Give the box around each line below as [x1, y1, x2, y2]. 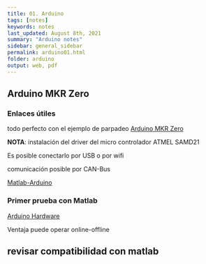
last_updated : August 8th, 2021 [7, 29, 101, 37]
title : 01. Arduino [7, 10, 64, 17]
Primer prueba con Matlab [7, 196, 98, 205]
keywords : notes [7, 23, 54, 30]
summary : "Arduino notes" [7, 36, 82, 43]
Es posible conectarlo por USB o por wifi [7, 151, 124, 160]
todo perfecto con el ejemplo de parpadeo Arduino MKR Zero [7, 125, 184, 133]
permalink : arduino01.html [7, 49, 86, 56]
